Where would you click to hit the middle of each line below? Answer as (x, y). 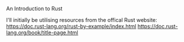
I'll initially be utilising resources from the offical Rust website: (82, 20)
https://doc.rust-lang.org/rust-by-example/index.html (71, 26)
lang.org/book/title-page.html (42, 33)
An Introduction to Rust (34, 9)
